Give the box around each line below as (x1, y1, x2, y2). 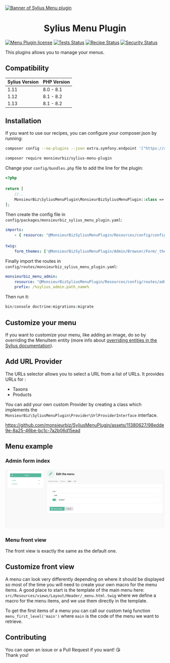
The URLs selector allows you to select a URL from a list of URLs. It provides (5, 371, 164, 377)
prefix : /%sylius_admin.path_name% (14, 285, 90, 290)
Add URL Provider (5, 357, 62, 366)
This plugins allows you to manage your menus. (5, 49, 105, 55)
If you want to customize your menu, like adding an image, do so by (5, 332, 146, 338)
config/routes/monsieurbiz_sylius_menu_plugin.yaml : (5, 263, 118, 269)
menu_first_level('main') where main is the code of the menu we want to (5, 613, 159, 619)
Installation (5, 116, 41, 125)
